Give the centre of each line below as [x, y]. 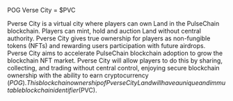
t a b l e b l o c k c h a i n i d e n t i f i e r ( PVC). [52, 90]
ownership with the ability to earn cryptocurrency [78, 75]
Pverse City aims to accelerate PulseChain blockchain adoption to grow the [115, 53]
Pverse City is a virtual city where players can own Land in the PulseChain [113, 23]
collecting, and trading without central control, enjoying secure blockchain [114, 68]
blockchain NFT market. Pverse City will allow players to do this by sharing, [115, 61]
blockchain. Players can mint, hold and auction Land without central [104, 31]
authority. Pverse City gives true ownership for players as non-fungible [109, 38]
